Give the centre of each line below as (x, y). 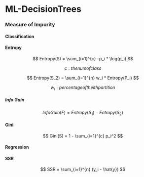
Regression (17, 147)
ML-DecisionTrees (43, 9)
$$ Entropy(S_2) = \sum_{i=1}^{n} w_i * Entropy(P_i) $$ (83, 78)
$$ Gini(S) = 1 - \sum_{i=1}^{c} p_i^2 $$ (83, 136)
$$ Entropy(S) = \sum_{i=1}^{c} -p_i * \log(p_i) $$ (83, 58)
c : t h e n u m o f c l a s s (83, 68)
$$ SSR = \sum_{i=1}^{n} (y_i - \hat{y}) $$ (83, 170)
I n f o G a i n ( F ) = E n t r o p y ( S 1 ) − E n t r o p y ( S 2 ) (83, 113)
